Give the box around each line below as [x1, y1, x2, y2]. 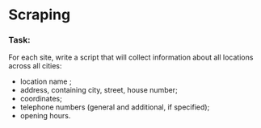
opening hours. [19, 111, 71, 121]
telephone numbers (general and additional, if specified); [19, 102, 210, 112]
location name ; [19, 76, 72, 86]
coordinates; [19, 94, 62, 104]
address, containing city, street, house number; [19, 85, 178, 95]
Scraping [8, 6, 71, 24]
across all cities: [8, 61, 62, 71]
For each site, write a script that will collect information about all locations [8, 52, 254, 62]
